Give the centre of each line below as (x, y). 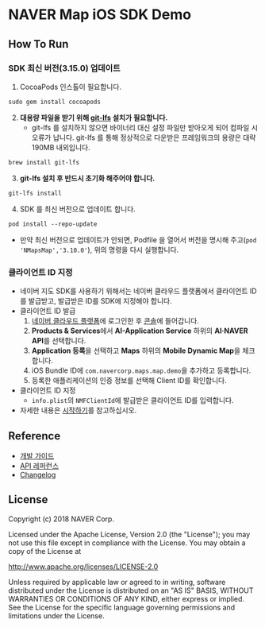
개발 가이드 (37, 455)
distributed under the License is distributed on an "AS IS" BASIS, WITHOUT (131, 590)
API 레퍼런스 (39, 466)
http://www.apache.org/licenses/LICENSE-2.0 (83, 567)
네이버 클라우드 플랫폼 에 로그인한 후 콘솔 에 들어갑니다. (115, 321)
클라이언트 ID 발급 (48, 311)
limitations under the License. (56, 615)
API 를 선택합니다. (59, 341)
